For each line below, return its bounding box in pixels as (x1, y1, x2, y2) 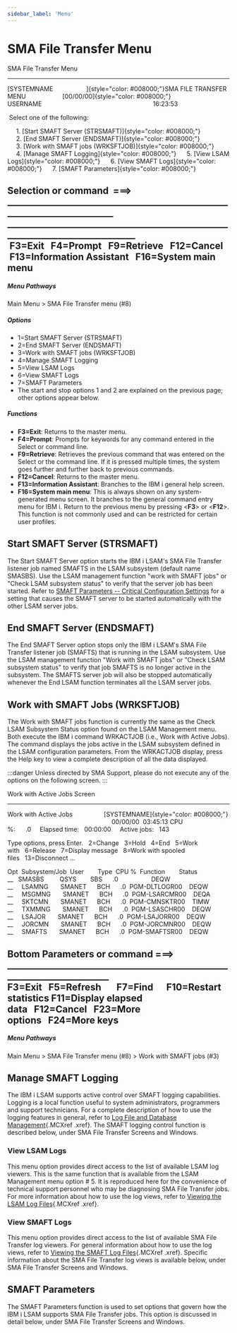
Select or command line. (17, 442, 89, 450)
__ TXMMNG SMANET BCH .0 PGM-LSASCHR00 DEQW (7, 905, 212, 914)
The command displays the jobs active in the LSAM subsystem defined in (7, 740, 221, 748)
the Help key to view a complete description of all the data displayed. (7, 755, 208, 763)
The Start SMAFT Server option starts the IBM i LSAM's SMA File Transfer (7, 556, 222, 565)
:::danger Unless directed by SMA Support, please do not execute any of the (7, 769, 229, 777)
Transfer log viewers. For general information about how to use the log (7, 1241, 212, 1250)
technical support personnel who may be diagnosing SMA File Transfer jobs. (7, 1184, 230, 1193)
